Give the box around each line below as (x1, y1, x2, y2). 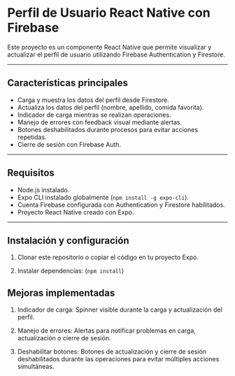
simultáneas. (17, 362, 55, 371)
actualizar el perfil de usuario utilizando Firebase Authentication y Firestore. (7, 50, 225, 59)
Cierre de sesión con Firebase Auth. (17, 140, 122, 148)
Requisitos (7, 167, 55, 179)
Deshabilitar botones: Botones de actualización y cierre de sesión (17, 347, 207, 356)
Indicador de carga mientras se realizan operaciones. (17, 110, 171, 119)
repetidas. (17, 133, 47, 141)
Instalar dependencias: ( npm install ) (17, 267, 124, 275)
